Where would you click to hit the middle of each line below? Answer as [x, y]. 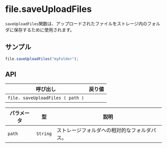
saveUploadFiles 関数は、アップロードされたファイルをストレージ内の [76, 23]
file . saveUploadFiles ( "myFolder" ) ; [42, 59]
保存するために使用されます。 [44, 30]
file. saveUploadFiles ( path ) [46, 98]
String [44, 134]
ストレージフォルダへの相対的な [94, 131]
